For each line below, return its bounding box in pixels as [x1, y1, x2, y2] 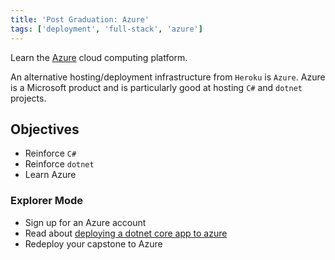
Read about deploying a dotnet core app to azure [24, 227, 228, 239]
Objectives [10, 121, 80, 138]
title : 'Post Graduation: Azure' [10, 14, 150, 25]
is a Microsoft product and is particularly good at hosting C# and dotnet [10, 81, 303, 93]
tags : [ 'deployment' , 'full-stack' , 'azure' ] [10, 24, 203, 34]
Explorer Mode [10, 194, 84, 208]
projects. [10, 92, 47, 104]
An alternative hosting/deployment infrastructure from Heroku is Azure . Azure [10, 71, 326, 83]
